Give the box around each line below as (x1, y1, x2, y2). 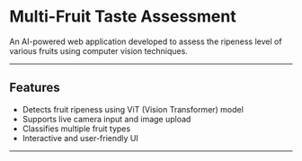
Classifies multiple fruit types (22, 123, 131, 134)
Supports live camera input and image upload (22, 113, 191, 124)
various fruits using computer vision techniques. (9, 45, 189, 56)
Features (9, 80, 60, 95)
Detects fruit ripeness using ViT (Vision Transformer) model (22, 103, 244, 114)
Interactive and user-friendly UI (22, 132, 139, 143)
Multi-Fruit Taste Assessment (9, 6, 236, 27)
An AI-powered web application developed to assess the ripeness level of (9, 36, 282, 47)
